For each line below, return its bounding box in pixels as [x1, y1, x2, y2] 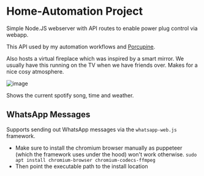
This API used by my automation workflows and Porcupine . [6, 43, 156, 50]
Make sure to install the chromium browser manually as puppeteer [15, 144, 183, 151]
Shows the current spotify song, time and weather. [6, 91, 134, 99]
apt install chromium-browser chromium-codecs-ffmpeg [15, 157, 156, 163]
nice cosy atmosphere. [6, 67, 64, 75]
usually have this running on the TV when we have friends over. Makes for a [6, 61, 198, 69]
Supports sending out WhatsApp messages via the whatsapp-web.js [6, 126, 177, 133]
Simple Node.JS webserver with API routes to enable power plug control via [6, 25, 198, 32]
